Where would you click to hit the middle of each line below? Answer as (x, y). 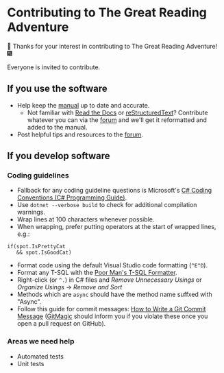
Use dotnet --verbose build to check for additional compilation (107, 205)
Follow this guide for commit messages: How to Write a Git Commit (111, 309)
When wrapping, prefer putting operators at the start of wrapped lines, (116, 227)
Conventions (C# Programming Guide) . (72, 197)
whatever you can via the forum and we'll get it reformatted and (117, 120)
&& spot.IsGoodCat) (44, 253)
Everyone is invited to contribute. (54, 67)
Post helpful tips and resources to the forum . (80, 134)
